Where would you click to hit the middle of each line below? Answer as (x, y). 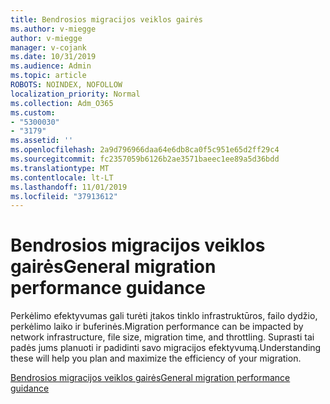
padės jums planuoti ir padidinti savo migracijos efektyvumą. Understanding (166, 348)
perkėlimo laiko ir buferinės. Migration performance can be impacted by (157, 327)
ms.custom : (33, 112)
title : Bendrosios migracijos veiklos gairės (106, 19)
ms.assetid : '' (42, 141)
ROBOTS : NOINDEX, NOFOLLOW (66, 85)
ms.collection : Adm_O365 (62, 103)
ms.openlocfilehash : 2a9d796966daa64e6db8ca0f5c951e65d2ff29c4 (145, 150)
